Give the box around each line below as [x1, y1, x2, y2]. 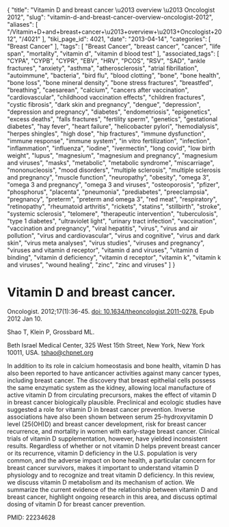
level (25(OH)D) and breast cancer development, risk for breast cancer [7, 419, 207, 428]
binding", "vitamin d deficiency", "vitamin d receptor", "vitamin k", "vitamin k [7, 254, 221, 261]
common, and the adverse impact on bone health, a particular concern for [7, 456, 216, 465]
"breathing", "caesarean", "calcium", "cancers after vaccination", [7, 86, 189, 94]
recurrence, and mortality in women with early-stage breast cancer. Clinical [7, 427, 220, 435]
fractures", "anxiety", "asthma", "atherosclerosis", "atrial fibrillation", [7, 64, 199, 72]
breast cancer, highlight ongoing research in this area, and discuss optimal [7, 493, 217, 501]
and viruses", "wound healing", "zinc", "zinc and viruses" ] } [7, 260, 176, 269]
